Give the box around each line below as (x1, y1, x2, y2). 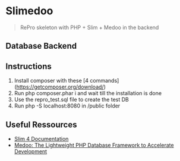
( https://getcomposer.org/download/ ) (14, 83, 106, 90)
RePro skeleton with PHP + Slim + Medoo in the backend (20, 24, 159, 31)
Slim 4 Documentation (14, 135, 69, 142)
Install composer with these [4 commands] (14, 77, 119, 84)
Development (14, 147, 48, 155)
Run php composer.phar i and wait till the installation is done (14, 90, 162, 97)
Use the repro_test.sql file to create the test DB (14, 96, 129, 103)
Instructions (5, 61, 52, 71)
